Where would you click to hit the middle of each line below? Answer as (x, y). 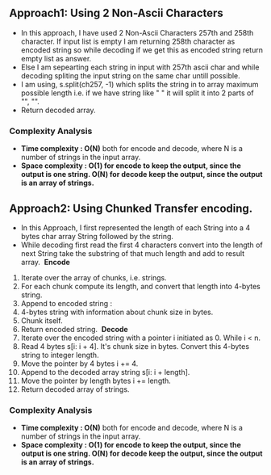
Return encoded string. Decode (74, 329)
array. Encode (46, 262)
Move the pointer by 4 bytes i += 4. (79, 364)
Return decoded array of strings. (75, 389)
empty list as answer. (56, 58)
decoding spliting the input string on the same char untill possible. (130, 75)
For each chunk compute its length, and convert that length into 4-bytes (140, 286)
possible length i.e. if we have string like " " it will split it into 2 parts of (137, 93)
